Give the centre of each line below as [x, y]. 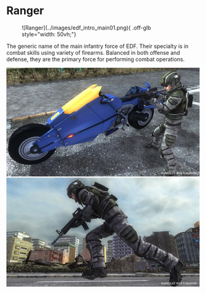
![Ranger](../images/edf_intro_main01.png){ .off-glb [86, 28]
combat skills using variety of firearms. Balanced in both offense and [93, 52]
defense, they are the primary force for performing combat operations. [96, 59]
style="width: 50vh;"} [49, 34]
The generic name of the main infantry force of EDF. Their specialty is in [97, 46]
